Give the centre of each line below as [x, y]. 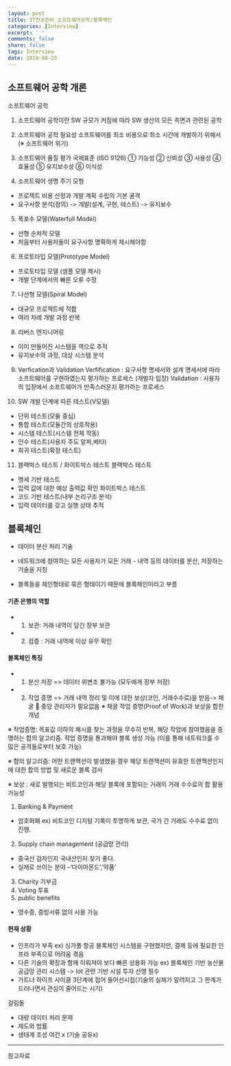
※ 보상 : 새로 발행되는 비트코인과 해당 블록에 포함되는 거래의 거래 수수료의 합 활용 [115, 784]
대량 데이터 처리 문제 [45, 1017]
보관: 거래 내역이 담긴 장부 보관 [69, 625]
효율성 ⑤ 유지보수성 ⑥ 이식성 [60, 166]
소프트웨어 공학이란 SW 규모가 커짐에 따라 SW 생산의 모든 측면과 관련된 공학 [120, 120]
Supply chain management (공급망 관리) [73, 844]
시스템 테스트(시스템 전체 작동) [59, 433]
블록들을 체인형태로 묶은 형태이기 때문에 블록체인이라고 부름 [97, 584]
